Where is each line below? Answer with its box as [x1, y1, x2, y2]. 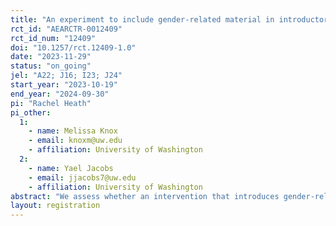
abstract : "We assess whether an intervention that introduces [10, 191, 280, 201]
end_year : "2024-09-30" [10, 89, 110, 99]
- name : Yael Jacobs [28, 163, 114, 173]
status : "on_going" [10, 61, 92, 71]
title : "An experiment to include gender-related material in [10, 14, 275, 25]
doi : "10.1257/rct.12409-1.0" [10, 42, 137, 53]
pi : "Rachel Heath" [10, 98, 92, 108]
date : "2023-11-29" [10, 52, 92, 62]
